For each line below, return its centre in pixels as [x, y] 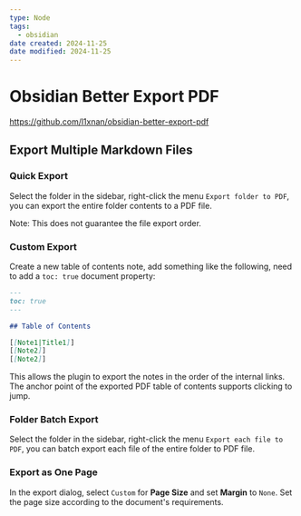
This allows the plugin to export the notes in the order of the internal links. [147, 377]
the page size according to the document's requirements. [117, 501]
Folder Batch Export [54, 420]
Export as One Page [53, 472]
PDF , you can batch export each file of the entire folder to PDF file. [132, 449]
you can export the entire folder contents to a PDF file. [111, 205]
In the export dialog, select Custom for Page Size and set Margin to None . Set [151, 492]
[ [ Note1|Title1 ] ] [42, 342]
